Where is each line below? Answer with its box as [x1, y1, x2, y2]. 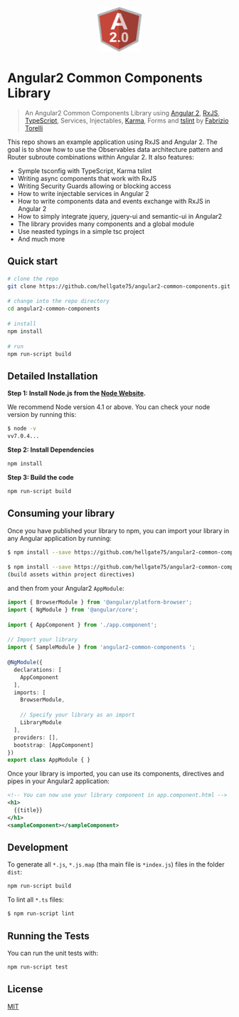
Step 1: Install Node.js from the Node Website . [7, 389, 146, 398]
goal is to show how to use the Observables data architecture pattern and [7, 145, 223, 153]
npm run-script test [7, 964, 69, 971]
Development [7, 842, 69, 854]
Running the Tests [7, 930, 90, 942]
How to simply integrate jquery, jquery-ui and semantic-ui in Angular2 [17, 212, 223, 220]
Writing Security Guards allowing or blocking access [17, 182, 172, 190]
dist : [7, 868, 23, 877]
